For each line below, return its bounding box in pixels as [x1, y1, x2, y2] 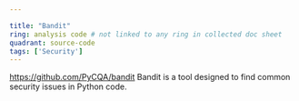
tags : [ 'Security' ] [9, 46, 84, 56]
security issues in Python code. [9, 81, 127, 92]
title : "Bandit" [9, 21, 71, 30]
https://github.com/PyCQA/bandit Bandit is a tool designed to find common [9, 72, 291, 83]
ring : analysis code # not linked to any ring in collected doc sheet [9, 29, 283, 39]
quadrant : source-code [9, 38, 95, 47]
